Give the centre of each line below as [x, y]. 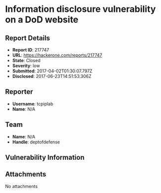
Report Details [28, 38]
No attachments [22, 186]
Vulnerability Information [45, 158]
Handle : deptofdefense [36, 142]
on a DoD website [42, 20]
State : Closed [26, 60]
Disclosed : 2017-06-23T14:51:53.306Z [52, 76]
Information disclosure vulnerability [80, 9]
